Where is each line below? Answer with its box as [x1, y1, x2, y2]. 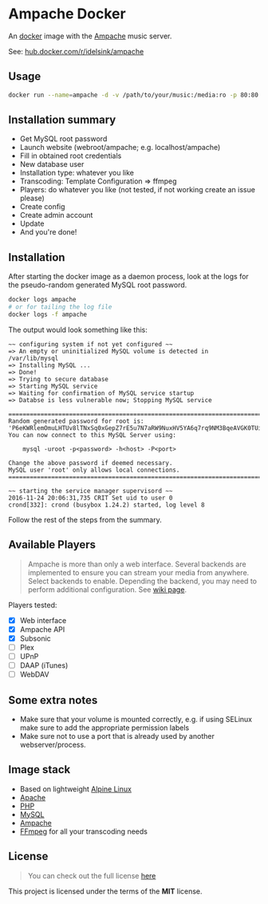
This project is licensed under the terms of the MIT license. [8, 886, 203, 896]
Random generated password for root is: [8, 416, 145, 425]
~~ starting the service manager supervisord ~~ [8, 487, 173, 495]
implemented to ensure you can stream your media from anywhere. [27, 567, 250, 577]
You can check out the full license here [27, 870, 156, 880]
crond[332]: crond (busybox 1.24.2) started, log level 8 [8, 500, 205, 509]
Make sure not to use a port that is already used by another [19, 731, 215, 740]
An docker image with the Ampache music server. [8, 31, 172, 41]
